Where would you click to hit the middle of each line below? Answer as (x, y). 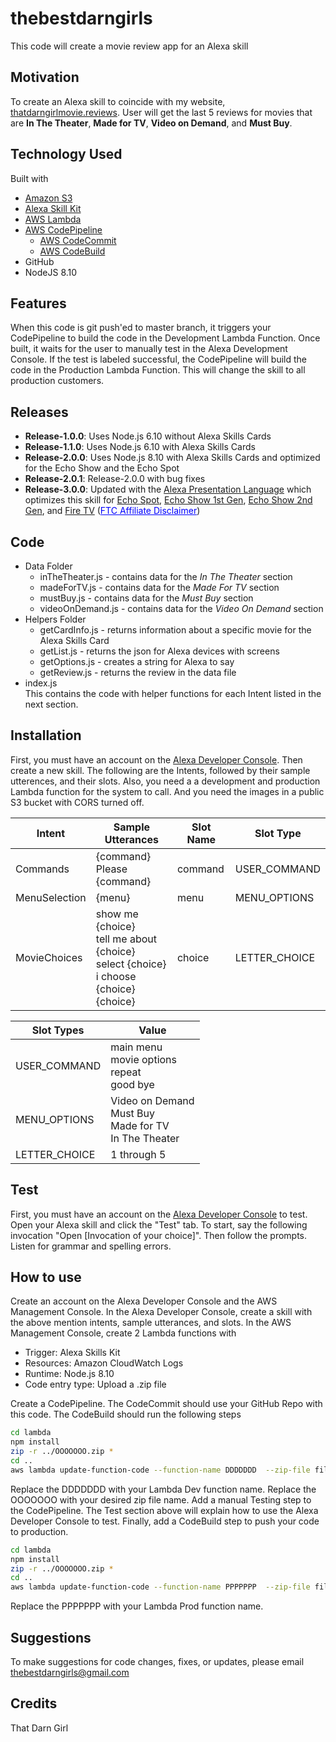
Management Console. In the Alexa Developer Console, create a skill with (161, 1312)
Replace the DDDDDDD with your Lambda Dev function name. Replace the (163, 1489)
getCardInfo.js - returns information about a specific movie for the (175, 630)
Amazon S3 (48, 198)
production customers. (57, 381)
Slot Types (58, 1030)
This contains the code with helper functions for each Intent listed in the (173, 693)
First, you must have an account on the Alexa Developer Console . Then (156, 759)
